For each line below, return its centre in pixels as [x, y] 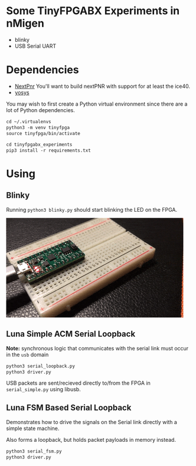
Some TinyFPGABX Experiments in [93, 11]
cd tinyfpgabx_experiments [39, 145]
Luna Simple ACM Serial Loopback [71, 334]
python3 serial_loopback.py [41, 366]
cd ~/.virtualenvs [29, 122]
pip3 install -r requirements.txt [49, 150]
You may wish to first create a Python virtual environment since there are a [97, 104]
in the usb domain [27, 355]
